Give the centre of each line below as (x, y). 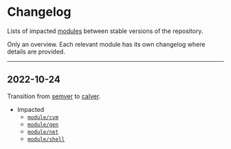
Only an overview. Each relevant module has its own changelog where (106, 44)
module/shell (46, 139)
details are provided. (36, 51)
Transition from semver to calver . (54, 96)
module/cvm (43, 117)
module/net (43, 132)
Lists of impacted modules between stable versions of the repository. (105, 31)
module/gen (43, 124)
